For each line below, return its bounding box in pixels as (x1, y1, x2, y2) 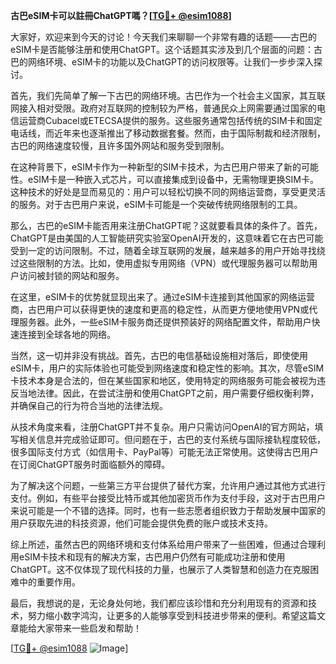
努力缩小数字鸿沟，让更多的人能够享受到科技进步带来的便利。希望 (27, 610, 300, 621)
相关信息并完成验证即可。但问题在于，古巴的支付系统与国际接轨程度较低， (18, 434, 326, 445)
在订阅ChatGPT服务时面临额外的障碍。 (10, 459, 171, 470)
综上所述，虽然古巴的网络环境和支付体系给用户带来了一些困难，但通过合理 (10, 539, 317, 550)
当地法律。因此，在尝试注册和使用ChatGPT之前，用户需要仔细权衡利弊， (18, 387, 320, 399)
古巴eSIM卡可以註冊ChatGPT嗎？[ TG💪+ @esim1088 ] (10, 10, 232, 21)
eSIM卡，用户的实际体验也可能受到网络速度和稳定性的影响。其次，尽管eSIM (10, 362, 325, 374)
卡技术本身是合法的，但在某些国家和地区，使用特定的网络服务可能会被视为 (10, 375, 317, 386)
